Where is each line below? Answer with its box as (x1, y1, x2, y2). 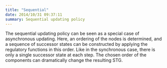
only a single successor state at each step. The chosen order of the (5, 52, 147, 58)
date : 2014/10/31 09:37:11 (5, 12, 62, 17)
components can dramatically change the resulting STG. (5, 57, 123, 63)
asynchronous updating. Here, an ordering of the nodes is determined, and (5, 36, 162, 42)
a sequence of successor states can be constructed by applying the (5, 41, 148, 47)
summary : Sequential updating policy (5, 17, 85, 22)
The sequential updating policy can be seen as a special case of (5, 31, 140, 37)
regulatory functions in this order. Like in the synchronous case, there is (5, 46, 156, 53)
